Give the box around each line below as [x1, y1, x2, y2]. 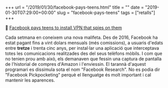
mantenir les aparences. [5, 77, 55, 83]
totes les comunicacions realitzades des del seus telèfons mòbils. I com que [5, 50, 162, 56]
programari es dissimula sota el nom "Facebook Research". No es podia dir [5, 66, 160, 72]
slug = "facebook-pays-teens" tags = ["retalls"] [57, 10, 155, 16]
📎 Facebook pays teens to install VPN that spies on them [5, 25, 122, 31]
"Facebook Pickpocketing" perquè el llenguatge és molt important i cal [5, 72, 151, 77]
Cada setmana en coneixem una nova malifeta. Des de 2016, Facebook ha [5, 35, 158, 40]
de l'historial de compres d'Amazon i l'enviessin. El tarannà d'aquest [5, 61, 146, 67]
